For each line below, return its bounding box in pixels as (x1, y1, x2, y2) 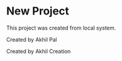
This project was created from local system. (6, 24, 117, 31)
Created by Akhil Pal (6, 36, 58, 43)
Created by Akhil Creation (6, 47, 71, 55)
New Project (6, 4, 70, 18)
